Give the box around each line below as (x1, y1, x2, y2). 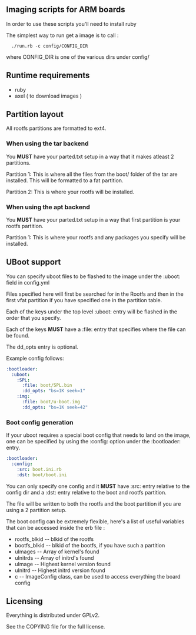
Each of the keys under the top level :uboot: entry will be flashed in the (6, 308, 178, 315)
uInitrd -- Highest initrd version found (14, 567, 106, 574)
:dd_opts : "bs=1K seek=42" (21, 404, 88, 410)
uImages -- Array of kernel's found (14, 548, 99, 555)
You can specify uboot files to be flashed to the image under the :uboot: (6, 273, 181, 280)
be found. (6, 332, 29, 339)
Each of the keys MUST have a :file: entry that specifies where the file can (6, 326, 187, 333)
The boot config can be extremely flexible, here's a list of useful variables (6, 517, 185, 525)
